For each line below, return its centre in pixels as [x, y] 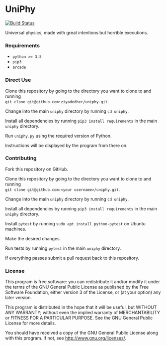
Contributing [21, 158]
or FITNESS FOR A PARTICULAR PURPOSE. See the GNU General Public [79, 318]
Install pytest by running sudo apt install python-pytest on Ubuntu [75, 223]
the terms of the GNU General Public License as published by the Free [77, 287]
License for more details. [31, 323]
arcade [19, 68]
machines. [16, 229]
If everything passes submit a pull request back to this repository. [72, 258]
